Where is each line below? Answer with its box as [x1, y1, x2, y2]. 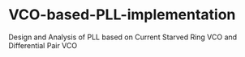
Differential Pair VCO [8, 40, 78, 50]
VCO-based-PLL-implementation [8, 6, 236, 24]
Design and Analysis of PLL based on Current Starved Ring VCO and [8, 32, 238, 42]
